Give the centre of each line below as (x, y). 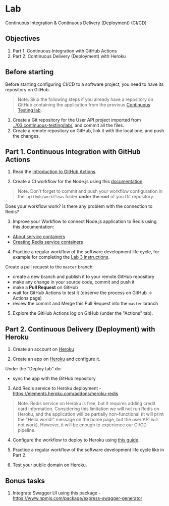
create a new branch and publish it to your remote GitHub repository (83, 277)
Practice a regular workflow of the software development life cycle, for (86, 252)
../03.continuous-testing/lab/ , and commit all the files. (68, 125)
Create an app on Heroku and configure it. (57, 359)
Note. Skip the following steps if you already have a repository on (86, 99)
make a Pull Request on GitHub (45, 288)
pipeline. (26, 430)
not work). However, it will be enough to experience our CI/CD (82, 425)
